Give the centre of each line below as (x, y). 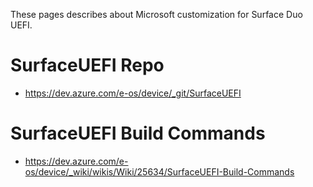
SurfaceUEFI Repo (87, 65)
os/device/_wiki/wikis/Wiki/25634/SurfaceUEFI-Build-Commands (159, 171)
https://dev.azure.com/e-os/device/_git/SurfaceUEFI (133, 93)
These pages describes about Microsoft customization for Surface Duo (156, 14)
